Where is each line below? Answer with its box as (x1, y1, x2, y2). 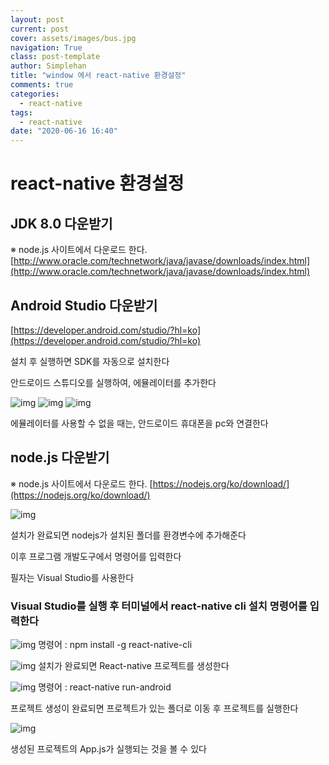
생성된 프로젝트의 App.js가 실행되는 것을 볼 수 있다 (10, 743, 207, 755)
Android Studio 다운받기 (10, 297, 158, 314)
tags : (10, 107, 33, 118)
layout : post (10, 14, 65, 25)
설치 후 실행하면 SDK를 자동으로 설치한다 (10, 355, 170, 367)
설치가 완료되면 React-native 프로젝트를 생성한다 (38, 660, 230, 672)
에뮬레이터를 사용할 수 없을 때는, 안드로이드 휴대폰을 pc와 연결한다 (10, 417, 269, 429)
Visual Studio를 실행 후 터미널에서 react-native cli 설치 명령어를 (10, 599, 308, 613)
